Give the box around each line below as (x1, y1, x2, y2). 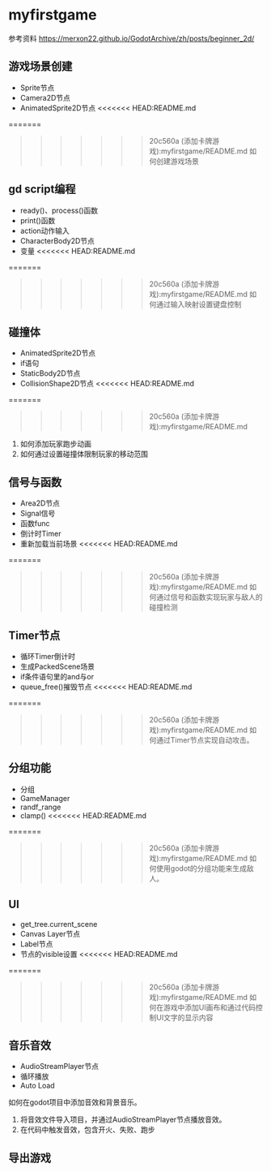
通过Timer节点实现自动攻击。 (156, 735, 254, 744)
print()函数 (19, 215, 56, 225)
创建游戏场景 (156, 156, 200, 166)
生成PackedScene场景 (19, 661, 95, 671)
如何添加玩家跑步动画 (19, 439, 91, 449)
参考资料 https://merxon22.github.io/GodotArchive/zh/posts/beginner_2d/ (8, 33, 255, 43)
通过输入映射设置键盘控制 (156, 299, 242, 309)
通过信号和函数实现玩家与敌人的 (156, 592, 263, 602)
